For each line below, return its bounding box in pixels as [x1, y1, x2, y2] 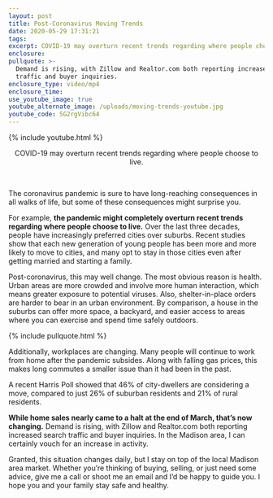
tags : [8, 34, 27, 43]
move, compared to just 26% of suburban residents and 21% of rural [8, 388, 238, 398]
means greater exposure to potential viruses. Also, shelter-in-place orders [8, 290, 257, 299]
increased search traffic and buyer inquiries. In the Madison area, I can [8, 430, 245, 439]
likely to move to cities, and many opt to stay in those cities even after [8, 247, 241, 257]
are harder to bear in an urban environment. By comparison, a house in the [8, 298, 258, 308]
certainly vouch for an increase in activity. [8, 439, 149, 448]
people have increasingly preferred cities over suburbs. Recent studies [8, 230, 246, 240]
